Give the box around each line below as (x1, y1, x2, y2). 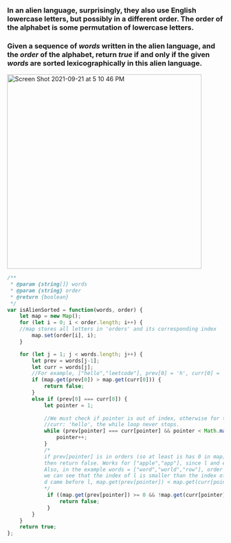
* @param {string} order (10, 287, 81, 294)
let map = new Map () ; (19, 312, 81, 320)
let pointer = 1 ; (43, 402, 94, 409)
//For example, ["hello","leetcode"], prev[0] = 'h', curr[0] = (32, 370, 220, 377)
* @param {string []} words (10, 281, 88, 288)
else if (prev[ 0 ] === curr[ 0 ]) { (32, 395, 128, 403)
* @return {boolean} (10, 293, 69, 301)
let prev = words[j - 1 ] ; (32, 357, 100, 364)
